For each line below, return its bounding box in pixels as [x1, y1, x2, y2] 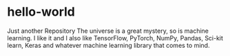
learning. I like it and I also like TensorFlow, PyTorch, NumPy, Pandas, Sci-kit [7, 33, 224, 42]
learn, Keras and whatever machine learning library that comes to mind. [7, 41, 210, 49]
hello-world [7, 4, 76, 20]
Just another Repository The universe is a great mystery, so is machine [7, 27, 209, 35]
